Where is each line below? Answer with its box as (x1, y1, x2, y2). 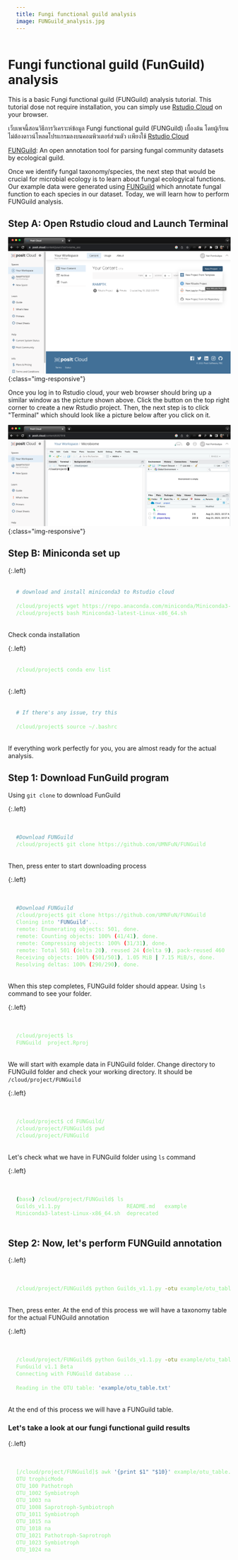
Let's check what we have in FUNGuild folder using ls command (8, 1153, 196, 1161)
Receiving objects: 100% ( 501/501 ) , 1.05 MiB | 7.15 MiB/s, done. (16, 954, 216, 961)
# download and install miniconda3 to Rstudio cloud (16, 588, 174, 595)
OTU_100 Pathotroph (16, 1482, 73, 1489)
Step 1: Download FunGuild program (8, 772, 169, 784)
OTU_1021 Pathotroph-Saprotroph (16, 1532, 112, 1539)
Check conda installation (8, 630, 81, 639)
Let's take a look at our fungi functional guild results (8, 1423, 191, 1433)
